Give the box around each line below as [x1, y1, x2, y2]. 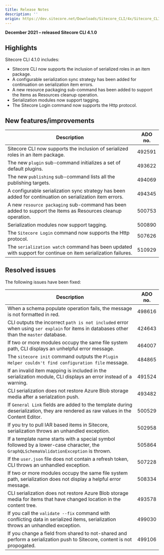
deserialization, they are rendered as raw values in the [7, 407, 132, 414]
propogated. [7, 542, 36, 549]
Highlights [5, 43, 38, 52]
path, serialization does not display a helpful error [7, 476, 121, 482]
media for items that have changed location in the [7, 496, 121, 502]
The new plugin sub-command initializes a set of [7, 159, 121, 166]
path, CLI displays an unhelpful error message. [7, 345, 115, 352]
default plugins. [7, 165, 43, 172]
